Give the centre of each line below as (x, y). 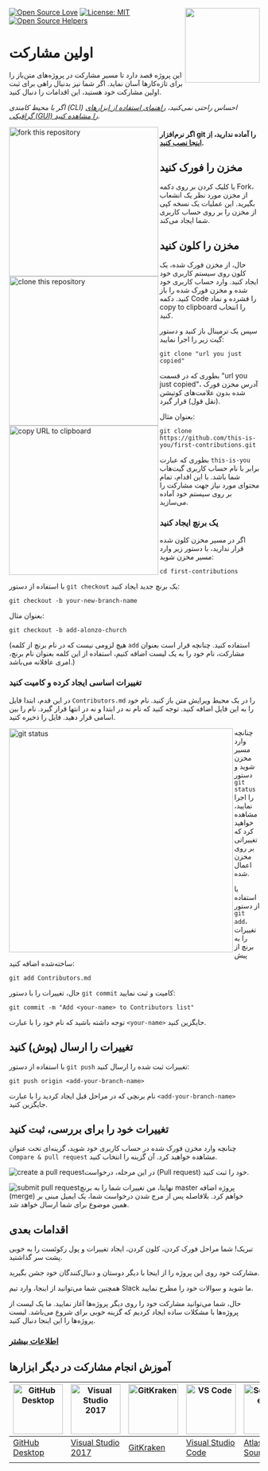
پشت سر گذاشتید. (36, 1258)
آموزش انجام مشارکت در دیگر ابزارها (90, 1367)
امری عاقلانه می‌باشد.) (42, 662)
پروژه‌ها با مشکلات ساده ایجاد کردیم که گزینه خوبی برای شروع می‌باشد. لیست (124, 1312)
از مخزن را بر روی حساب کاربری (208, 212)
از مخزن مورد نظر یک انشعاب (204, 195)
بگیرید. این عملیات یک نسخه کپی (207, 204)
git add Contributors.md (50, 978)
